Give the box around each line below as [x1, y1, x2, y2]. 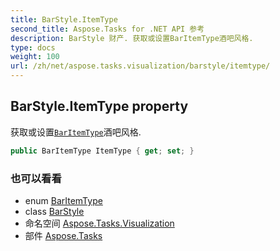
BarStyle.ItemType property [10, 98, 189, 115]
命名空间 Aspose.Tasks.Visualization [24, 217, 175, 229]
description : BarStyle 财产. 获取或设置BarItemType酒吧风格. [10, 33, 254, 43]
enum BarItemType [24, 194, 103, 206]
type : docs [10, 42, 56, 53]
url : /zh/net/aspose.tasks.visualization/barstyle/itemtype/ [10, 61, 271, 71]
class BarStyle [24, 205, 85, 217]
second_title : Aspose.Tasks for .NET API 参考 [10, 24, 205, 34]
